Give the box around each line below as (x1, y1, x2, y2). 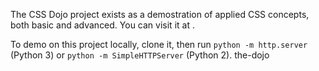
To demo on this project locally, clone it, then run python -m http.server (10, 39, 308, 50)
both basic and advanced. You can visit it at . (10, 19, 195, 31)
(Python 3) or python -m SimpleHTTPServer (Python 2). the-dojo (10, 49, 270, 61)
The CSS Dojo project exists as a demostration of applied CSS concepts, (10, 9, 310, 20)
